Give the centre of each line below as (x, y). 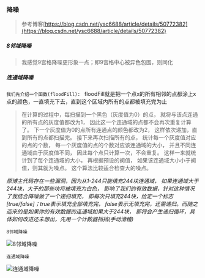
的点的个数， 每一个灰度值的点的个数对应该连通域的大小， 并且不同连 (109, 145)
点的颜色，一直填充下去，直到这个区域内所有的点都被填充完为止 (87, 101)
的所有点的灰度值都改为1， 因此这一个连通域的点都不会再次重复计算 (106, 122)
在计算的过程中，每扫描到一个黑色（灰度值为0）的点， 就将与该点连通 (110, 115)
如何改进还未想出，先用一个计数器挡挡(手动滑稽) (73, 219)
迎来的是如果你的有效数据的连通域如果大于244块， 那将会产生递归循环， (98, 211)
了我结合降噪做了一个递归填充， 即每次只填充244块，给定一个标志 (90, 196)
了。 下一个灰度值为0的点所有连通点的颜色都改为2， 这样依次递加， (107, 130)
